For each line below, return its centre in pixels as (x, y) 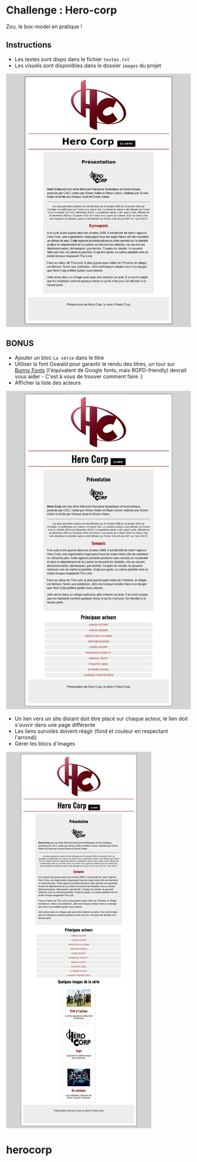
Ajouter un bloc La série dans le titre (59, 358)
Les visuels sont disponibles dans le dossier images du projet (88, 65)
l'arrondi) (26, 737)
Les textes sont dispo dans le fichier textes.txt (72, 59)
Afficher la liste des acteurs (47, 382)
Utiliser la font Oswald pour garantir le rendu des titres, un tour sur (95, 364)
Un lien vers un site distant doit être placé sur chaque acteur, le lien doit (101, 719)
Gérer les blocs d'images (45, 743)
